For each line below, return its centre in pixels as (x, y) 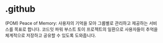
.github (20, 9)
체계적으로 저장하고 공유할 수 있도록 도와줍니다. (51, 35)
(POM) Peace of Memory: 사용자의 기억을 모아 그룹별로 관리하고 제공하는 (77, 23)
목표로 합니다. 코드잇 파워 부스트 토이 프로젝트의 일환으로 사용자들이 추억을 (86, 29)
